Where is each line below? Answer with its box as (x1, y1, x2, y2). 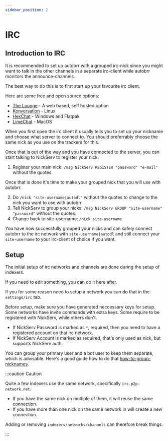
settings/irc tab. (5, 294, 42, 300)
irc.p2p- (122, 382, 140, 387)
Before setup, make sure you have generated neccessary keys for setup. (5, 304, 155, 310)
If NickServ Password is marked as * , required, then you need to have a (12, 325, 160, 331)
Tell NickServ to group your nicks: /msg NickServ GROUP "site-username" (12, 205, 163, 211)
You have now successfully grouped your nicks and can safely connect (5, 225, 152, 231)
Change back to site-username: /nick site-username (12, 215, 122, 222)
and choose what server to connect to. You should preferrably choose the (5, 134, 158, 140)
